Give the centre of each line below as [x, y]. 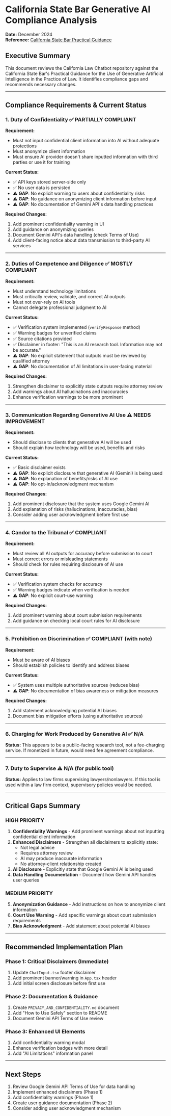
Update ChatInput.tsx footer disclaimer [54, 972]
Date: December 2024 [29, 34]
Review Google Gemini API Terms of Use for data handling [74, 1086]
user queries [26, 880]
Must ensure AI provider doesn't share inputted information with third [85, 157]
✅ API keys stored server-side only [49, 182]
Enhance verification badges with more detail [60, 1048]
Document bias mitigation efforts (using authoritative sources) [78, 716]
